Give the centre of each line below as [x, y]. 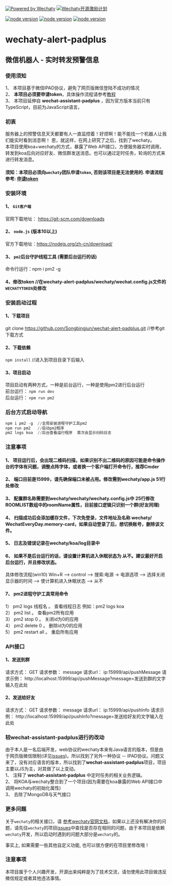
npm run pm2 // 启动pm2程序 [35, 428]
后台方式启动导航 [26, 412]
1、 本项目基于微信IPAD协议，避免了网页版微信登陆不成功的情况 [72, 88]
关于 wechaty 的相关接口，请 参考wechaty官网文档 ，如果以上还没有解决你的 [84, 821]
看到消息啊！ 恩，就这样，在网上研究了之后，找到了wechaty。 [89, 140]
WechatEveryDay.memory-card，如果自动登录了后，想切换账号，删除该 [82, 524]
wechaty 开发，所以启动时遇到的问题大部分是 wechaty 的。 [64, 834]
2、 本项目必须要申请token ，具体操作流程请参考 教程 [61, 94]
